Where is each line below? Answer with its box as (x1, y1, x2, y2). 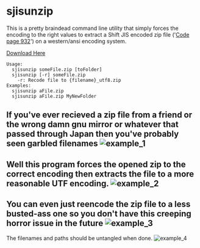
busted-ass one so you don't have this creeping (6, 209, 192, 219)
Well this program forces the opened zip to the (6, 159, 186, 169)
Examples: (6, 82, 32, 89)
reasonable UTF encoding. (6, 178, 109, 189)
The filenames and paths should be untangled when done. (6, 234, 153, 242)
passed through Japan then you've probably (6, 129, 179, 139)
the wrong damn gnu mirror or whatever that (6, 119, 179, 129)
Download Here (6, 49, 46, 56)
